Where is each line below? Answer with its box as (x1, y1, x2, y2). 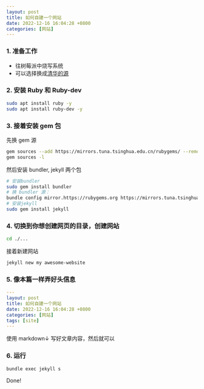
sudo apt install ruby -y (6, 100, 72, 106)
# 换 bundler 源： (6, 189, 50, 195)
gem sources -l (6, 154, 45, 160)
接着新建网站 (6, 248, 38, 255)
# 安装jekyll (6, 201, 38, 207)
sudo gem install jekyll (6, 206, 69, 212)
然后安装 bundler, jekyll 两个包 (6, 166, 82, 173)
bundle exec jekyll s (6, 365, 61, 372)
